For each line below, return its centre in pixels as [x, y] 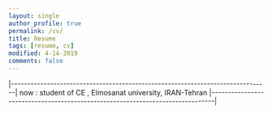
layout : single [34, 16]
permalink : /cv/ [36, 31]
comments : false [36, 61]
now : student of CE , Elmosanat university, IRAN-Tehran [113, 92]
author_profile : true [45, 23]
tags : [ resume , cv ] [41, 46]
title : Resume [32, 38]
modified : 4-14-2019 [43, 53]
